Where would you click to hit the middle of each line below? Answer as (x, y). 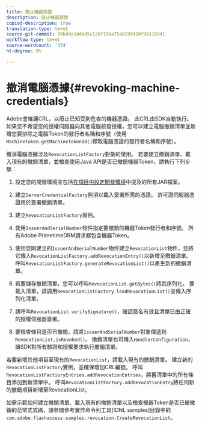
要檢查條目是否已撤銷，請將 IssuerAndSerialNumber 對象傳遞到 (91, 331)
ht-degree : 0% (24, 51)
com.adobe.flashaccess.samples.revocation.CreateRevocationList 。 (91, 417)
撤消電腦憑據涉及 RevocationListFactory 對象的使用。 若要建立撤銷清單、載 (99, 154)
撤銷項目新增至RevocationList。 (50, 390)
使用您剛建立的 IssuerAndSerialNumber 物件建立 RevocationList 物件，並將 (104, 248)
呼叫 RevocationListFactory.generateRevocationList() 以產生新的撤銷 (101, 263)
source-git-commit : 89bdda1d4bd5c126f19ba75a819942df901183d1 (86, 34)
